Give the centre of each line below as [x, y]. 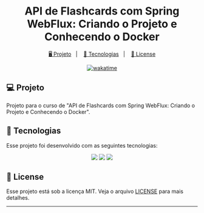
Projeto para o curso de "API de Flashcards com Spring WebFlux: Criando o [101, 105]
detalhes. [18, 198]
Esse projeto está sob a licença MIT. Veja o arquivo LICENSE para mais [95, 191]
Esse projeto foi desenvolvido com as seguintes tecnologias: [82, 145]
